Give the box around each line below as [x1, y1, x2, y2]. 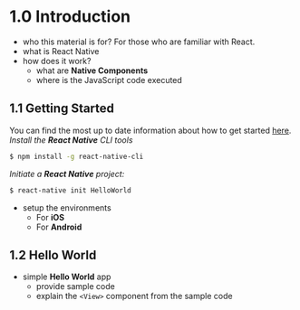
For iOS [35, 211, 65, 222]
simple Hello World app [22, 271, 111, 282]
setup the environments [22, 202, 111, 213]
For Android [35, 221, 82, 232]
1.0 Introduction [9, 6, 131, 27]
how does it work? [22, 55, 92, 66]
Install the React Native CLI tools [9, 134, 133, 146]
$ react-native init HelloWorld [9, 185, 131, 195]
